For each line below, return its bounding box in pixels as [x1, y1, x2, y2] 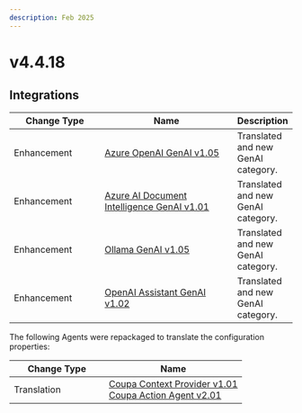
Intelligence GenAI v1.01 [104, 200, 209, 212]
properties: [9, 341, 50, 352]
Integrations [9, 87, 79, 103]
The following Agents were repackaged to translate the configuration [9, 331, 265, 342]
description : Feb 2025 [9, 13, 94, 22]
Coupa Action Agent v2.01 [109, 389, 222, 401]
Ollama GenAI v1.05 [104, 243, 191, 256]
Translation [13, 383, 61, 396]
